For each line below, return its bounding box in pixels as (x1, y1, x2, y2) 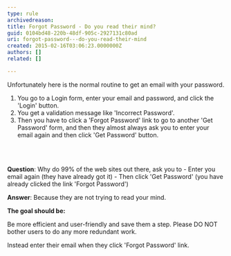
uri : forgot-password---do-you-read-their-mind (7, 36, 147, 43)
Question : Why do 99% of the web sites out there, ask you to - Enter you (7, 164, 216, 173)
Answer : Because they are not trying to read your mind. (7, 193, 167, 201)
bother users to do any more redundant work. (7, 227, 137, 236)
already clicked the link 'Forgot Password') (7, 180, 129, 188)
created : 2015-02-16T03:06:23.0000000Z (7, 42, 122, 49)
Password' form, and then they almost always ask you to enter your (17, 123, 210, 132)
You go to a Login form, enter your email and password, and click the (17, 94, 214, 102)
